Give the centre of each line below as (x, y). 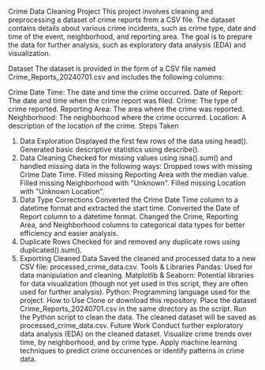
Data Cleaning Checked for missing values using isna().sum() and (126, 158)
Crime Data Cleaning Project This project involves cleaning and (111, 11)
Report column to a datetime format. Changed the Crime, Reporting (129, 217)
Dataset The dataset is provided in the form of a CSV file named (112, 69)
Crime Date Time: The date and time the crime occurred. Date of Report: (126, 92)
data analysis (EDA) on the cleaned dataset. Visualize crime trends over (136, 334)
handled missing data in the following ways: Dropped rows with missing (136, 166)
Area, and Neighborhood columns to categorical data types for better (132, 225)
